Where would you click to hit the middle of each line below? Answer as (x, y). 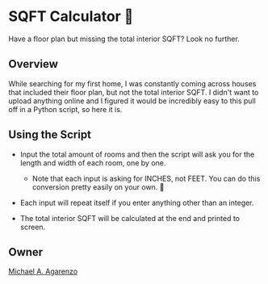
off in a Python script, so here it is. (65, 109)
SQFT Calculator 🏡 (71, 17)
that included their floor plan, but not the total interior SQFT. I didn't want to (134, 92)
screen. (33, 227)
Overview (33, 64)
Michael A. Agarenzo (43, 271)
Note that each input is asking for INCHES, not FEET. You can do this (146, 178)
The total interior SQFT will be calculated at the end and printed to (130, 218)
